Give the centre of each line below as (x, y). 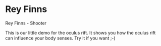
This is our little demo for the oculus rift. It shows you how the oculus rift (80, 32)
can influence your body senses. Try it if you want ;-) (60, 38)
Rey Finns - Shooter (26, 23)
